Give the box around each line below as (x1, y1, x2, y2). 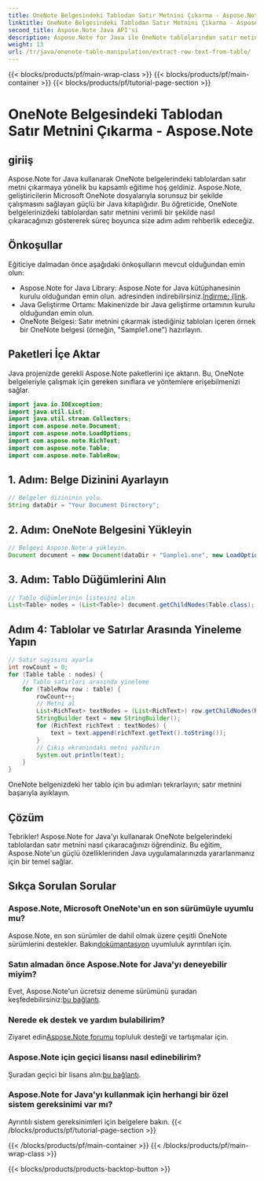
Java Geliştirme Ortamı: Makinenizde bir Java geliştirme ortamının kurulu (19, 299, 255, 309)
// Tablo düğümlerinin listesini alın (8, 594, 135, 602)
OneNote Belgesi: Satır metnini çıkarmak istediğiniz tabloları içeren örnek (19, 316, 256, 326)
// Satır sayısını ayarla (8, 656, 93, 664)
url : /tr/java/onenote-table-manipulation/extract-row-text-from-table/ (8, 48, 251, 56)
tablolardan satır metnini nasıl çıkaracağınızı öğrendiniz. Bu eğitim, (8, 840, 222, 849)
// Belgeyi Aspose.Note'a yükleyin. (8, 544, 128, 552)
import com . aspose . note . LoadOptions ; (8, 430, 132, 438)
